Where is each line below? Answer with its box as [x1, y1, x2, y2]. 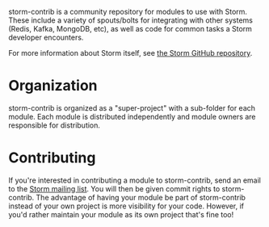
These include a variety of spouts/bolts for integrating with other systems [8, 15, 253, 25]
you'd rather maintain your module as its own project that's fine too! [8, 209, 234, 219]
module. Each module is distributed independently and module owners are [8, 111, 256, 121]
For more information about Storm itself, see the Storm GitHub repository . [8, 48, 253, 57]
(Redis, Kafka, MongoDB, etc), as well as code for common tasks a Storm [8, 24, 253, 33]
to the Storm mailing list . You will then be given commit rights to [8, 183, 221, 193]
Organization [8, 77, 98, 95]
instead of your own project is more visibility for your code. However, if [8, 201, 245, 211]
